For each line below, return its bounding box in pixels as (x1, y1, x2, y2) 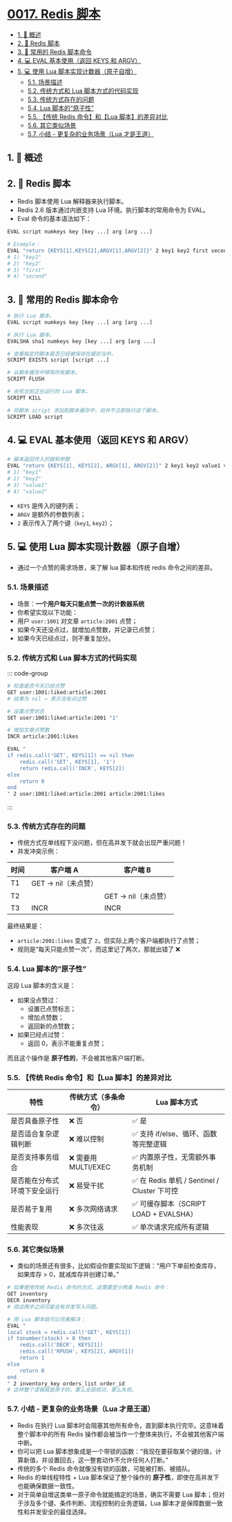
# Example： (7, 241, 41, 248)
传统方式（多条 (69, 1092, 119, 1102)
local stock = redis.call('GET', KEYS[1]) (7, 1329, 131, 1335)
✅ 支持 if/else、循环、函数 (132, 1129, 217, 1139)
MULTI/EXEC (68, 1162, 111, 1172)
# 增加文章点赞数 (7, 727, 50, 734)
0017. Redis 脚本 (7, 6, 101, 22)
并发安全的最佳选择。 (29, 1507, 90, 1516)
